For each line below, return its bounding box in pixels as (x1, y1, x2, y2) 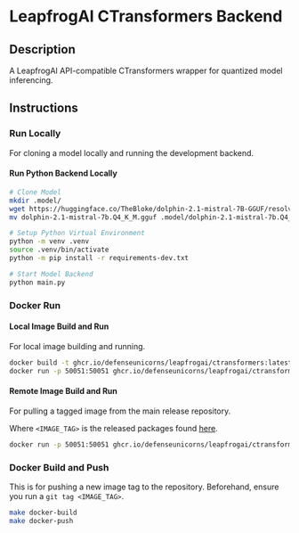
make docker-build (9, 508, 77, 517)
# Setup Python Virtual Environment (9, 229, 145, 238)
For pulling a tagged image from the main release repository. (9, 406, 231, 416)
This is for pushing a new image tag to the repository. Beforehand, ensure (9, 481, 279, 492)
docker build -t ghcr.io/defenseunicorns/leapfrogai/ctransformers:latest (9, 358, 293, 367)
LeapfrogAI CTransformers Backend (9, 6, 283, 27)
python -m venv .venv (9, 237, 90, 246)
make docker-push (9, 516, 74, 525)
